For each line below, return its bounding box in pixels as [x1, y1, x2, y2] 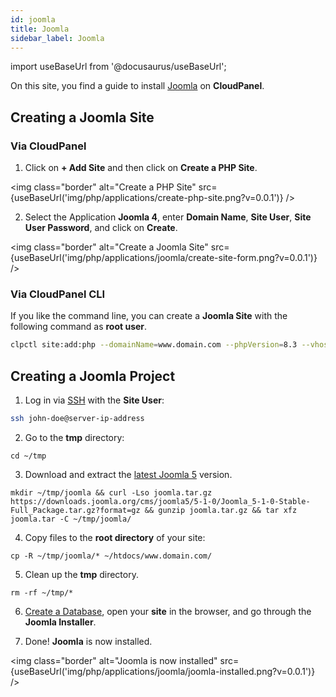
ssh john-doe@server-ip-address [10, 414, 145, 424]
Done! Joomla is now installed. [24, 635, 153, 647]
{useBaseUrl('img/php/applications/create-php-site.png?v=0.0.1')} [10, 192, 284, 204]
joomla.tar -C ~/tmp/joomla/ [10, 514, 132, 524]
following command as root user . [10, 321, 148, 333]
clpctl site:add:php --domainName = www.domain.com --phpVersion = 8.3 [10, 340, 298, 350]
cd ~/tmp [10, 451, 47, 461]
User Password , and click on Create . [24, 222, 178, 234]
